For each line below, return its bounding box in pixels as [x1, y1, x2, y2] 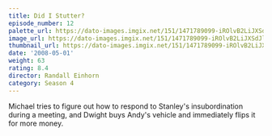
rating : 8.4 [8, 64, 49, 72]
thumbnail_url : [8, 42, 60, 50]
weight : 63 [8, 57, 45, 65]
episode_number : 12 [8, 19, 74, 27]
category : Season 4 [8, 79, 74, 87]
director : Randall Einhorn [8, 72, 100, 80]
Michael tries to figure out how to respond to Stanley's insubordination [8, 101, 244, 111]
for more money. [8, 118, 64, 128]
